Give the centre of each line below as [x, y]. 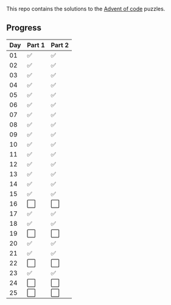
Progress [24, 28]
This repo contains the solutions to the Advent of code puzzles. [86, 9]
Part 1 [36, 45]
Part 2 [60, 45]
